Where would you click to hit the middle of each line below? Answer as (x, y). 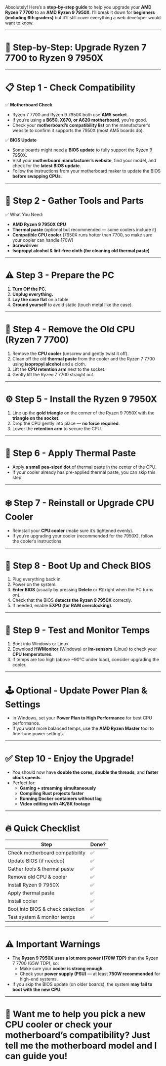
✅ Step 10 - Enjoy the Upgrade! (70, 758)
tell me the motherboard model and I (81, 1046)
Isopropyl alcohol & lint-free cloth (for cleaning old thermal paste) (81, 250)
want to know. (19, 23)
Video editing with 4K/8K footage (55, 804)
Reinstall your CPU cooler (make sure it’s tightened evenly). (73, 531)
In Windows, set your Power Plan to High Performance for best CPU (82, 718)
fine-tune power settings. (38, 734)
